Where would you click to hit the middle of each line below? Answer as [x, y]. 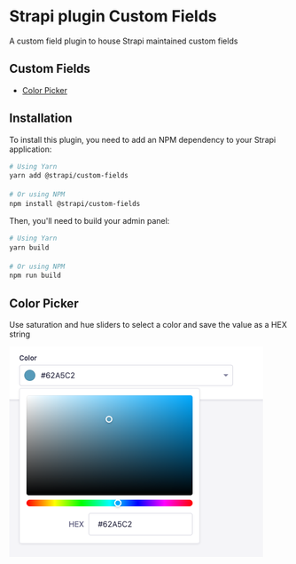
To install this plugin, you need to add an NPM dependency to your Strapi [143, 139]
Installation [41, 119]
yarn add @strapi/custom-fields [69, 176]
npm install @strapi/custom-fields [75, 204]
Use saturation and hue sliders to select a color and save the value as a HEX [148, 325]
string [20, 334]
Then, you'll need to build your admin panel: [90, 220]
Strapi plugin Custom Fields [113, 16]
